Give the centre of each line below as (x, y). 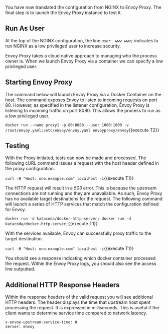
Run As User (25, 28)
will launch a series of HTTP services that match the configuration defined (82, 204)
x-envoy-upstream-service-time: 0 (41, 322)
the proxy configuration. (30, 169)
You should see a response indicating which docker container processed (80, 258)
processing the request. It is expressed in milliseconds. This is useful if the (82, 308)
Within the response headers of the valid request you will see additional (79, 297)
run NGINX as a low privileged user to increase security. (63, 46)
